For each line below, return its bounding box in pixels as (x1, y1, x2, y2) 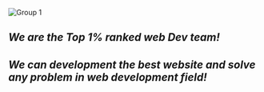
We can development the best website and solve (8, 58, 256, 71)
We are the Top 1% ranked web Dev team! (8, 30, 220, 44)
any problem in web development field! (8, 70, 207, 84)
